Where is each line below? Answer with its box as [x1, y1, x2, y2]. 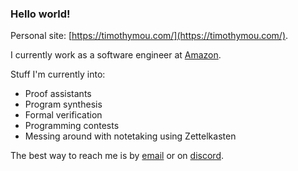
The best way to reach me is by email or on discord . [10, 150, 224, 162]
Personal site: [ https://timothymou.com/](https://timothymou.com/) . [10, 30, 289, 42]
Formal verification [24, 109, 103, 121]
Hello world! [10, 7, 71, 21]
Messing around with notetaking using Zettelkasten [24, 130, 237, 142]
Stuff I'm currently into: [10, 68, 106, 81]
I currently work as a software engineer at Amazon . [10, 49, 222, 61]
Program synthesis [24, 98, 103, 111]
